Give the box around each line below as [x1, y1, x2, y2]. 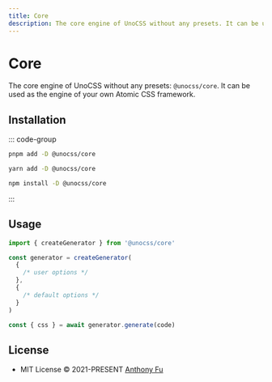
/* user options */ [23, 269, 89, 277]
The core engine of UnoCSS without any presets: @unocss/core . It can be [8, 81, 251, 91]
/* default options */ [23, 291, 100, 299]
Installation [8, 112, 66, 126]
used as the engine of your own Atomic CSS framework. [8, 90, 196, 100]
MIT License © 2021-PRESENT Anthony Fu [19, 365, 164, 375]
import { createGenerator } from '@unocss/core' [8, 239, 176, 247]
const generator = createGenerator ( [8, 253, 132, 261]
